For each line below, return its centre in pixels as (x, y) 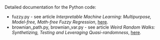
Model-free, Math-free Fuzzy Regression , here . (60, 22)
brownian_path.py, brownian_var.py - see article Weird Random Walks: (83, 27)
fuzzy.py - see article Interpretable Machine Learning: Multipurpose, (81, 17)
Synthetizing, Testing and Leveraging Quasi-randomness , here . (76, 32)
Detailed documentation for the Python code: (51, 7)
